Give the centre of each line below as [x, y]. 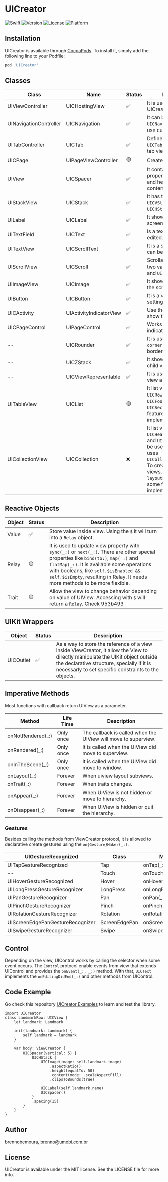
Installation [23, 38]
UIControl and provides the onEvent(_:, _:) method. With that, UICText [78, 971]
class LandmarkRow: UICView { [37, 1018]
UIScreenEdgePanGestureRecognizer [52, 923]
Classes [18, 81]
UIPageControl [83, 328]
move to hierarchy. [104, 799]
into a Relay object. [72, 538]
